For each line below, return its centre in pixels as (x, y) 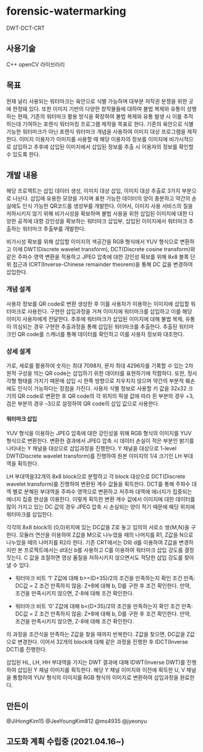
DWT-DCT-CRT (26, 28)
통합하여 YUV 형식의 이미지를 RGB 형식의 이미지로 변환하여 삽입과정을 (95, 677)
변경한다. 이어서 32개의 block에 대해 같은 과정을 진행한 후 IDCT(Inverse (103, 642)
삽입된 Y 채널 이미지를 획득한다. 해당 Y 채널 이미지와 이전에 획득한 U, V (101, 670)
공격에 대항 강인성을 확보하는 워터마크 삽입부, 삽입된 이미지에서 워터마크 (102, 221)
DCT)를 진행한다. (27, 649)
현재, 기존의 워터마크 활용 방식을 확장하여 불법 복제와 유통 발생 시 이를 (100, 116)
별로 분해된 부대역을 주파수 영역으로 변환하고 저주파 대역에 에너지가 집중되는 (102, 492)
